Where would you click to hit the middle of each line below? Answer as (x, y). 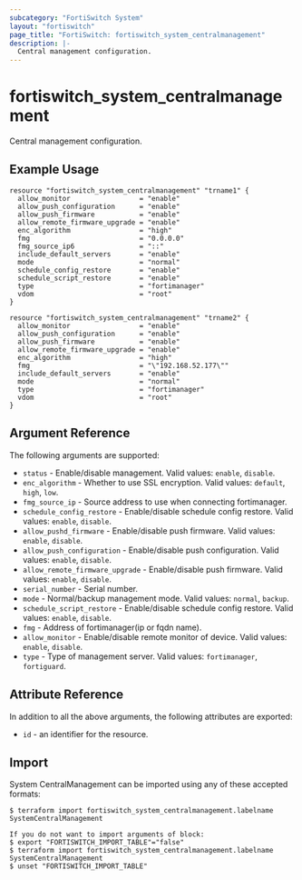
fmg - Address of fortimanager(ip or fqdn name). (112, 627)
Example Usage (54, 170)
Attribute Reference (67, 695)
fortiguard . (44, 665)
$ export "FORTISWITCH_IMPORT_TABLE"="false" (97, 843)
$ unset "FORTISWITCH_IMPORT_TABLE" (78, 866)
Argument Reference (70, 433)
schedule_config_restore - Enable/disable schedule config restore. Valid (158, 511)
